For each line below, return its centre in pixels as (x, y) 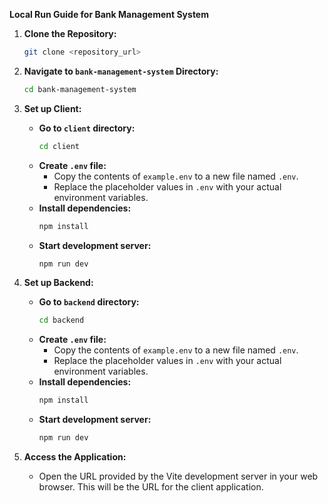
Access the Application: (75, 457)
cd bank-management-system (80, 89)
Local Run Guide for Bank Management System (109, 14)
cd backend (61, 320)
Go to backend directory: (89, 302)
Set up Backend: (58, 283)
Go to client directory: (87, 128)
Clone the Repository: (70, 33)
